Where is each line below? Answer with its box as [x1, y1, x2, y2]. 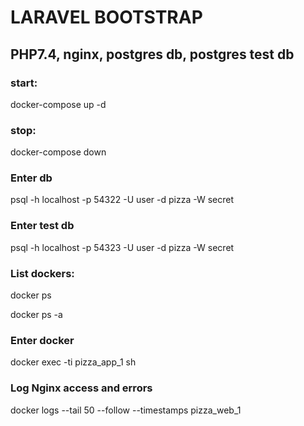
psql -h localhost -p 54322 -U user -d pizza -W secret [10, 194, 235, 206]
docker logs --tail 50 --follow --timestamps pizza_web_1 [10, 404, 242, 416]
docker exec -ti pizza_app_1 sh [10, 356, 137, 368]
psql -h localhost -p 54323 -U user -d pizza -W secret [10, 241, 235, 253]
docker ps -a [10, 309, 63, 321]
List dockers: [10, 266, 75, 280]
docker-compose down [10, 146, 107, 158]
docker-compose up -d [10, 98, 107, 110]
